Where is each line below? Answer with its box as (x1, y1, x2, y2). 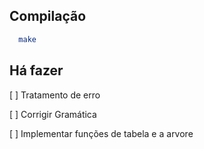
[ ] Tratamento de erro (9, 89, 101, 101)
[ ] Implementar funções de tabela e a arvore (9, 127, 194, 139)
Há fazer (9, 62, 64, 79)
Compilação (9, 8, 87, 25)
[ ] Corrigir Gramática (9, 108, 97, 120)
